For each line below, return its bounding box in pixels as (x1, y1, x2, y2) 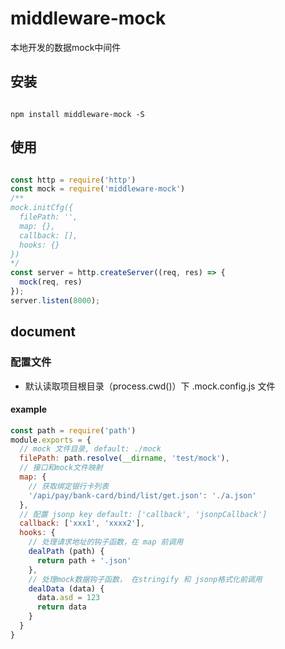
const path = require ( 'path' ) (10, 425, 137, 436)
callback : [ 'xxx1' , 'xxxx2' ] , (19, 518, 145, 529)
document (10, 323, 76, 341)
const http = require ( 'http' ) (10, 175, 137, 185)
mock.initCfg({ (10, 203, 74, 213)
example (10, 403, 48, 416)
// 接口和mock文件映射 (19, 463, 103, 473)
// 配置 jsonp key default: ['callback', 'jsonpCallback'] (19, 509, 268, 519)
